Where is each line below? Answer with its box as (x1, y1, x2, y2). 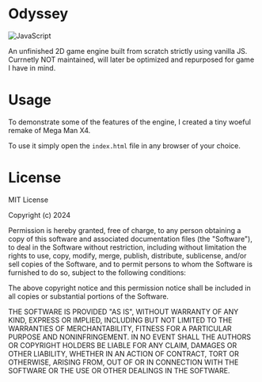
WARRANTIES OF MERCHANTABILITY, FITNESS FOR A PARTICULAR (8, 323, 232, 333)
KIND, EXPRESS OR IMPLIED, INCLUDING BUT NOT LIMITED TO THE (8, 315, 233, 325)
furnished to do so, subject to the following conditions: (8, 267, 186, 277)
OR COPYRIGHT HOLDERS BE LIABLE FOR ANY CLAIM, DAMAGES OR (8, 340, 237, 350)
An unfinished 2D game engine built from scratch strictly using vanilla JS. (8, 46, 248, 55)
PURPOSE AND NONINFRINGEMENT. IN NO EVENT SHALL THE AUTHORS (8, 332, 252, 342)
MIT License (8, 195, 49, 204)
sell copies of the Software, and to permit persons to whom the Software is (8, 259, 253, 269)
